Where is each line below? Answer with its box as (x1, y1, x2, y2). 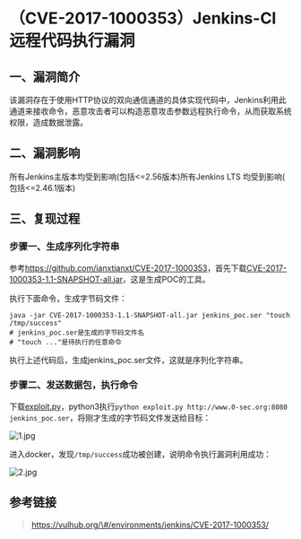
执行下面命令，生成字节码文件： (9, 292, 127, 303)
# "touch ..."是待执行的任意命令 (9, 337, 123, 346)
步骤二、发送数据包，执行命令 (9, 378, 139, 391)
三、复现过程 (9, 212, 81, 227)
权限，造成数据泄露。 (9, 117, 88, 127)
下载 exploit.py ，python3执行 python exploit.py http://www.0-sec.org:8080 (9, 401, 288, 412)
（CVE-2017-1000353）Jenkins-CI (9, 8, 277, 29)
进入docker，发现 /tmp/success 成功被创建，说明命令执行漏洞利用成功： (9, 448, 271, 459)
